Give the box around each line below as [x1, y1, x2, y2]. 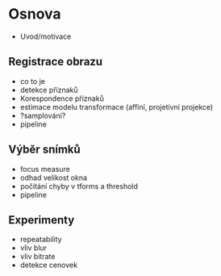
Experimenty [8, 213, 75, 227]
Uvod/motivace [19, 31, 72, 41]
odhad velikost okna [19, 173, 87, 182]
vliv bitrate [19, 252, 56, 261]
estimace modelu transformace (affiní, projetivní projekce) [19, 102, 214, 111]
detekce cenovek [19, 260, 78, 270]
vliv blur [19, 243, 47, 253]
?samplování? [19, 111, 66, 120]
